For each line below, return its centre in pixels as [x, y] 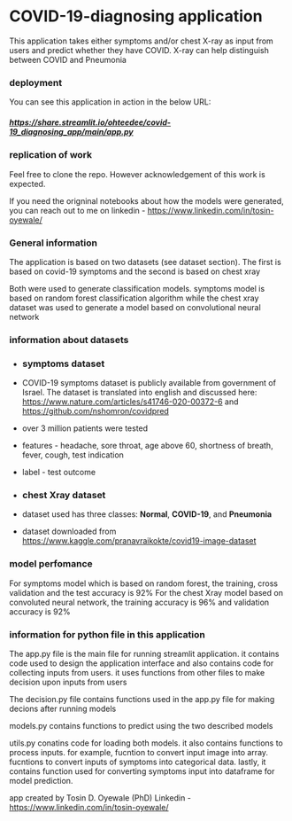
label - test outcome [58, 473]
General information [53, 243]
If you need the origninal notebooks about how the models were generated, [147, 200]
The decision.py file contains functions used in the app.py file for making [142, 699]
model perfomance [51, 564]
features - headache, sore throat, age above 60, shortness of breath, [147, 446]
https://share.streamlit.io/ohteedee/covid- [90, 122]
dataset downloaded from [69, 532]
